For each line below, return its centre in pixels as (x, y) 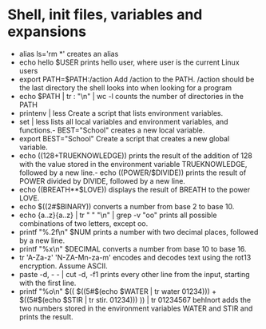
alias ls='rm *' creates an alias (69, 54)
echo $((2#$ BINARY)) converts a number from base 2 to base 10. (127, 206)
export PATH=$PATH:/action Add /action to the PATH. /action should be (137, 79)
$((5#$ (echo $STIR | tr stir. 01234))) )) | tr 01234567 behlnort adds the (135, 299)
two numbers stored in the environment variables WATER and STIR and (136, 308)
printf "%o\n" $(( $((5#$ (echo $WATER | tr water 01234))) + (118, 291)
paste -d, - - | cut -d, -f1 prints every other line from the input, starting (134, 274)
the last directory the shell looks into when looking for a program (125, 87)
